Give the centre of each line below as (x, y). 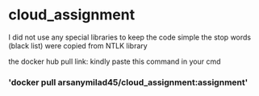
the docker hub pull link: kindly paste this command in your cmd (115, 61)
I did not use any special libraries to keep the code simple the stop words (130, 37)
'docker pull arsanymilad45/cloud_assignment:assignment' (128, 82)
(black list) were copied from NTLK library (78, 45)
